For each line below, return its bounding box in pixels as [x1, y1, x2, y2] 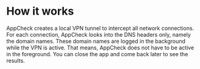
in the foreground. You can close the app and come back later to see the [6, 50, 188, 57]
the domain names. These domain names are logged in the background [6, 37, 186, 45]
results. [6, 57, 26, 64]
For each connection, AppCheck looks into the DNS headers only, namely [6, 31, 191, 38]
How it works [6, 4, 74, 18]
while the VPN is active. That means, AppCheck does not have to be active [6, 44, 195, 51]
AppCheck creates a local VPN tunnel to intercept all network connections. [6, 24, 195, 32]
